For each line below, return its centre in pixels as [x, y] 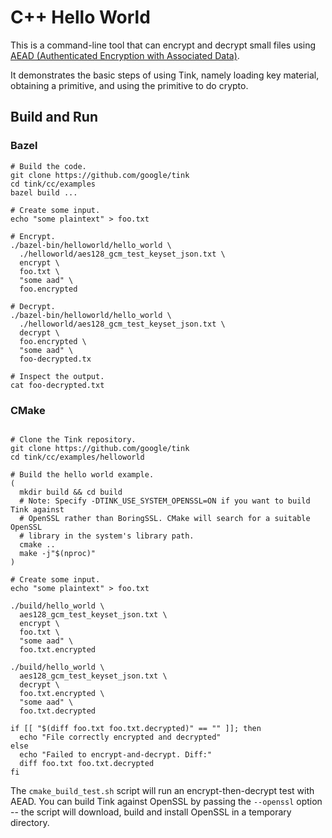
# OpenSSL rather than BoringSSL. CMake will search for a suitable [165, 518]
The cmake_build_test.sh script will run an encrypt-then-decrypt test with [162, 790]
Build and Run [54, 117]
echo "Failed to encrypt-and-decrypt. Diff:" [116, 754]
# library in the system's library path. [107, 536]
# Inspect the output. [57, 376]
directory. [30, 822]
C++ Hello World [80, 17]
